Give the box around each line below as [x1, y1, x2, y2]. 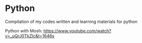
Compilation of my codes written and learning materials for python [5, 19, 138, 24]
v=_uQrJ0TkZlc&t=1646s [5, 33, 55, 39]
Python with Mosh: [5, 28, 43, 33]
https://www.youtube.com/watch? [43, 28, 111, 33]
